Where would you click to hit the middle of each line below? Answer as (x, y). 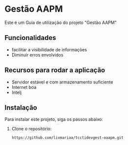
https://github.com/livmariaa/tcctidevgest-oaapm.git (67, 138)
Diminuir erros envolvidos (37, 55)
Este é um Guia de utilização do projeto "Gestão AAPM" (61, 22)
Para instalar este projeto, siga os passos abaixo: (54, 119)
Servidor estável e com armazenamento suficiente (62, 82)
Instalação (21, 108)
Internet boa (24, 87)
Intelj (17, 92)
